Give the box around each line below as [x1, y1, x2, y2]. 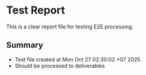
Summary [6, 40, 44, 50]
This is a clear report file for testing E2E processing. [6, 23, 134, 30]
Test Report [6, 4, 66, 17]
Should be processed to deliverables [14, 62, 105, 69]
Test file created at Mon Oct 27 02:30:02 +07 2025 [14, 56, 141, 63]
